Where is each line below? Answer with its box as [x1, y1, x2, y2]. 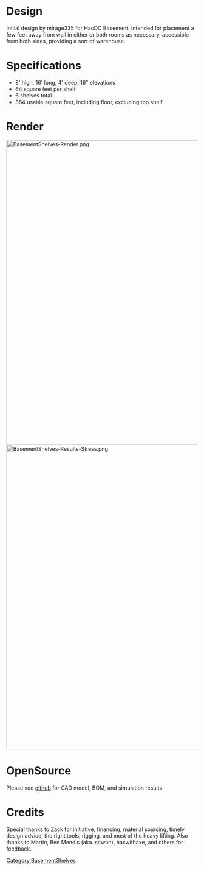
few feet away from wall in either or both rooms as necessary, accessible [6, 30, 189, 38]
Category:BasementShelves [6, 857, 76, 864]
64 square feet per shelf [15, 85, 76, 93]
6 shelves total [15, 91, 52, 99]
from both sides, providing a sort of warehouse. [6, 37, 126, 44]
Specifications [6, 59, 81, 72]
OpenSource [6, 764, 72, 777]
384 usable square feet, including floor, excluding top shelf [15, 98, 163, 105]
